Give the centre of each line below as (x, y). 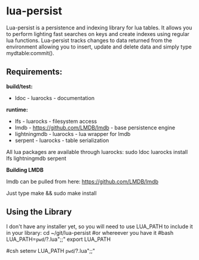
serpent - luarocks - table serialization (62, 140)
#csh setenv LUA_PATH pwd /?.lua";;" (51, 250)
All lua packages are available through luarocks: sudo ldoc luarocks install (97, 152)
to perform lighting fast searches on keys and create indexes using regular (98, 34)
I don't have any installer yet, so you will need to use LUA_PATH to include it (99, 226)
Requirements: (34, 72)
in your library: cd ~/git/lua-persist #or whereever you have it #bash (90, 232)
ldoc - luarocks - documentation (54, 98)
